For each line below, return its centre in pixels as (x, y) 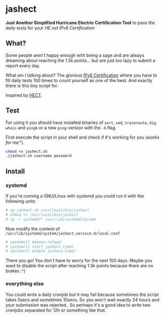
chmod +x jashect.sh (27, 151)
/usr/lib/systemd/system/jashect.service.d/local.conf (63, 233)
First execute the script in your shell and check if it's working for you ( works (82, 137)
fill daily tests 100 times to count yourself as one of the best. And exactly (79, 80)
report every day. (23, 65)
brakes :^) (16, 271)
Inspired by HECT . (24, 95)
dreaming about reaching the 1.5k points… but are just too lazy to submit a (81, 60)
